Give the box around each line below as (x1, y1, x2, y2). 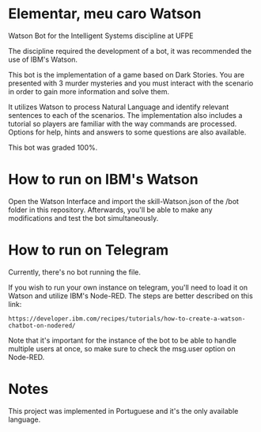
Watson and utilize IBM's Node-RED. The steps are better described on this (8, 290, 253, 301)
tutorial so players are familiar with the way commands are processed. (8, 119, 237, 128)
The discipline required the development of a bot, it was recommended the (8, 46, 252, 55)
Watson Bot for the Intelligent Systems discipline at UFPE (8, 31, 194, 40)
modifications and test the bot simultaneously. (8, 213, 159, 222)
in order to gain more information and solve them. (8, 86, 170, 96)
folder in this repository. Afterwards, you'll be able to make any (8, 205, 213, 214)
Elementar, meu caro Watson (8, 5, 202, 23)
